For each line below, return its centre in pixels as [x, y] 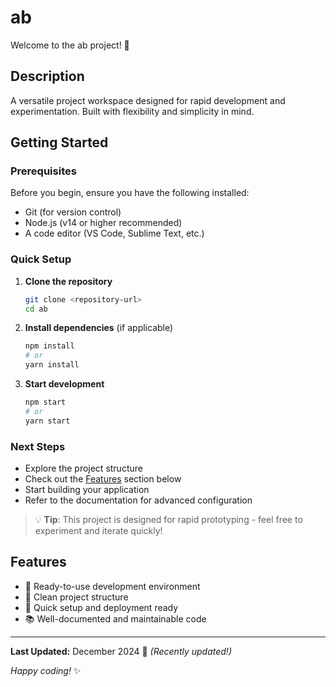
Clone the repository [68, 281]
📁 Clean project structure [76, 597]
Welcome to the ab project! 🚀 [70, 45]
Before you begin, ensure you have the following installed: [130, 193]
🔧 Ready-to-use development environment [112, 586]
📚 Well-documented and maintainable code [115, 618]
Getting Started [59, 142]
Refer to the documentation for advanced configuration [138, 500]
